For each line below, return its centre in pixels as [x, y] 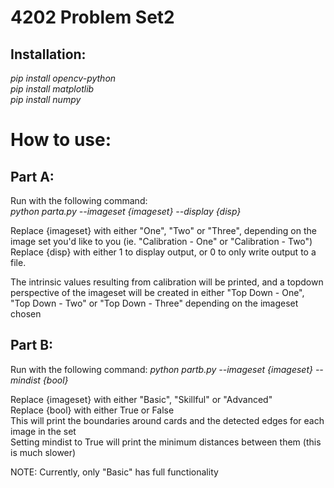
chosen [26, 314]
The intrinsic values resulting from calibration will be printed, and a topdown [167, 282]
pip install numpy [46, 99]
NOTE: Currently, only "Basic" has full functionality [114, 472]
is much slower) [43, 452]
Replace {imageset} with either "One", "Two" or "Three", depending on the [163, 230]
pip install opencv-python [63, 78]
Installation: [48, 54]
